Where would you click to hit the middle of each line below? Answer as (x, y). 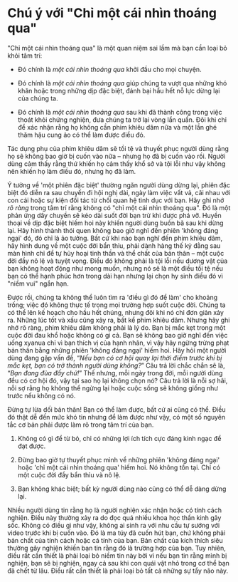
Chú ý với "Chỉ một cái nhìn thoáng (112, 13)
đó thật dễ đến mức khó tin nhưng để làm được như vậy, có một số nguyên (117, 417)
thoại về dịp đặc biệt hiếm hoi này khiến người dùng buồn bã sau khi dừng (115, 223)
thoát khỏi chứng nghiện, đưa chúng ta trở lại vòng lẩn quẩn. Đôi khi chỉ (122, 120)
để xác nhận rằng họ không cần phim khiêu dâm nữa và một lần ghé (117, 127)
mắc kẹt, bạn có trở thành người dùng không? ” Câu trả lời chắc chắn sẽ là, (116, 365)
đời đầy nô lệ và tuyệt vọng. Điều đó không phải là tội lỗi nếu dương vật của (118, 261)
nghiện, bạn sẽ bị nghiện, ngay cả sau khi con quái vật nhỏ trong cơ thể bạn (118, 563)
